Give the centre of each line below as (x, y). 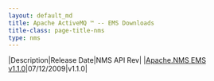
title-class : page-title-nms (56, 30)
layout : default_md (41, 15)
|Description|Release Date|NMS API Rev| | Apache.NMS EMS (107, 60)
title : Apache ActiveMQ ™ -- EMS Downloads (82, 23)
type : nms (25, 38)
